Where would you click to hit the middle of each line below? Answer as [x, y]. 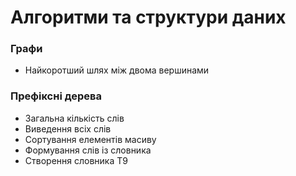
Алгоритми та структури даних [148, 17]
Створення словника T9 [76, 160]
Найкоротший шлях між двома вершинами [117, 70]
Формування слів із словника [88, 150]
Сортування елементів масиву [90, 139]
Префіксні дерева [56, 96]
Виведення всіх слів [68, 128]
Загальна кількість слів [74, 118]
